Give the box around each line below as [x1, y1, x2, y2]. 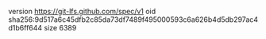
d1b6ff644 [8, 23, 43, 32]
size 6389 [44, 23, 77, 32]
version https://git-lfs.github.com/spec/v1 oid [8, 7, 156, 16]
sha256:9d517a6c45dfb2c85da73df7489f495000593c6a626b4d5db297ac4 [8, 15, 259, 24]
